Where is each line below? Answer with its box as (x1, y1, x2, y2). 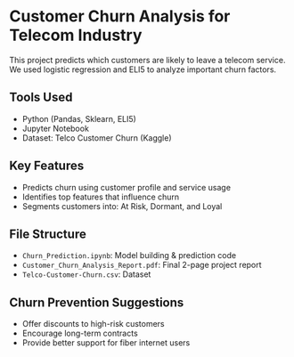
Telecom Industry (9, 25, 143, 45)
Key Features (9, 158, 85, 174)
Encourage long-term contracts (21, 328, 138, 339)
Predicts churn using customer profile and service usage (21, 182, 232, 192)
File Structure (9, 226, 86, 241)
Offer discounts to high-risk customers (21, 319, 165, 329)
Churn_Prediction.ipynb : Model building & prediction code (21, 250, 237, 261)
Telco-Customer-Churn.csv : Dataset (21, 269, 151, 280)
